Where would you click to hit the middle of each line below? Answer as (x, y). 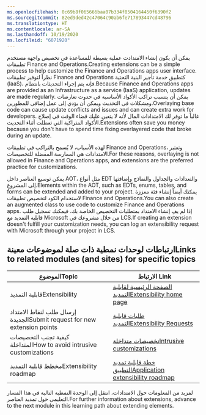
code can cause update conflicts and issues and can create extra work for (101, 110)
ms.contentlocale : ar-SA (39, 29)
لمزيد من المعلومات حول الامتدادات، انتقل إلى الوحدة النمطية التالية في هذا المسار (100, 392)
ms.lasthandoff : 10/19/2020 (43, 35)
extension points (34, 327)
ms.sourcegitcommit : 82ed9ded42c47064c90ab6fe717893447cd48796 (89, 18)
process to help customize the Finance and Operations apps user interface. (102, 70)
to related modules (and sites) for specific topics (101, 259)
